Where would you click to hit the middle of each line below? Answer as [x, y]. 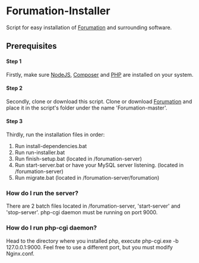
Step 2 [14, 88]
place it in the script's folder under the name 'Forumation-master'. [87, 108]
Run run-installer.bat [40, 152]
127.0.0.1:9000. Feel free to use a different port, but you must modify [90, 247]
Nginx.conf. [20, 253]
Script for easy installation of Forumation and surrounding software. [89, 27]
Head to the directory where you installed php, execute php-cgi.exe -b [93, 241]
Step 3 [14, 121]
